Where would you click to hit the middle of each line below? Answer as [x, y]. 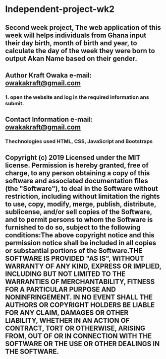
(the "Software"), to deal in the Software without [82, 188]
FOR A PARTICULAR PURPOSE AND [61, 289]
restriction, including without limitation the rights [83, 196]
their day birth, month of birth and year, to [71, 43]
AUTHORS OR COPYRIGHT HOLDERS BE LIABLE [80, 305]
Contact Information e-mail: [49, 119]
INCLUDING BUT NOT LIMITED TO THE [65, 274]
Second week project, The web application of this [83, 28]
